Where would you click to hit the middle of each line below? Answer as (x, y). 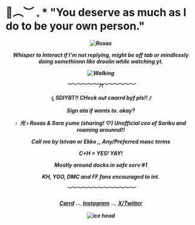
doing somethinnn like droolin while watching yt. (101, 61)
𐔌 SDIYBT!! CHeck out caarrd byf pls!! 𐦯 (101, 97)
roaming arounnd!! (101, 129)
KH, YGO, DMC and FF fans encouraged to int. (101, 177)
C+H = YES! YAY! (101, 153)
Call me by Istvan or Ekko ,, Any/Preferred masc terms (101, 142)
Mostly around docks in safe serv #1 (101, 165)
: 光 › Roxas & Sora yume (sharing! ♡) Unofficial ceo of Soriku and (101, 123)
